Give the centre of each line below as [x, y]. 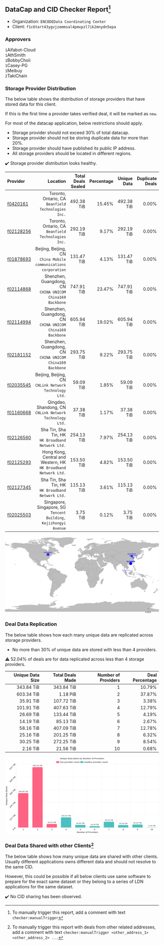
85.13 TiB [66, 721]
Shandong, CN [51, 407]
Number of [109, 675]
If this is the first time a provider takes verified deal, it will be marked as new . [81, 114]
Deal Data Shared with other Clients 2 [50, 845]
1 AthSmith [15, 55]
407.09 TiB [65, 728]
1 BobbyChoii [18, 60]
